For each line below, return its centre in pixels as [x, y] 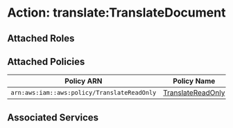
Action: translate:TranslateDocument [116, 13]
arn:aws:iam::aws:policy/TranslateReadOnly [84, 93]
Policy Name [194, 81]
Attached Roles [41, 38]
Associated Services [53, 117]
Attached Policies [46, 61]
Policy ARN [84, 81]
